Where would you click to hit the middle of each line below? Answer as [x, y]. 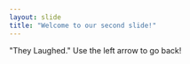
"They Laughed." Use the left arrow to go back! [95, 50]
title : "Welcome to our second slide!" [83, 25]
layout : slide [36, 17]
